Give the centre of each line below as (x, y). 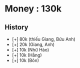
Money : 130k (33, 9)
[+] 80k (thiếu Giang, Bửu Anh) (43, 39)
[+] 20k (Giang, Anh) (33, 44)
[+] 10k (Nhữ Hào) (30, 50)
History (16, 27)
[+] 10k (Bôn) (25, 60)
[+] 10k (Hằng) (27, 55)
